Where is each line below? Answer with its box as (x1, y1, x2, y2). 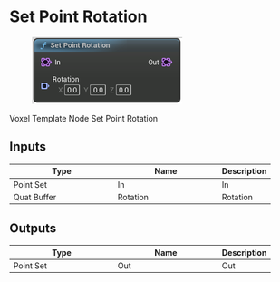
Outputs (9, 220, 57, 236)
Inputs (9, 139, 47, 155)
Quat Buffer (13, 191, 57, 202)
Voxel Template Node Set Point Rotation (9, 112, 159, 123)
